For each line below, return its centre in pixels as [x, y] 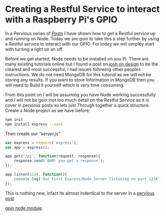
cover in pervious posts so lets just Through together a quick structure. [77, 105]
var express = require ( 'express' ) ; [42, 143]
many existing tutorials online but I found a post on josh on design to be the [82, 64]
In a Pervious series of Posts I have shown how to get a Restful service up [80, 33]
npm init [14, 119]
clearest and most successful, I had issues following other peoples [73, 69]
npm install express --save [34, 124]
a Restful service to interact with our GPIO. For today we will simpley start [80, 44]
